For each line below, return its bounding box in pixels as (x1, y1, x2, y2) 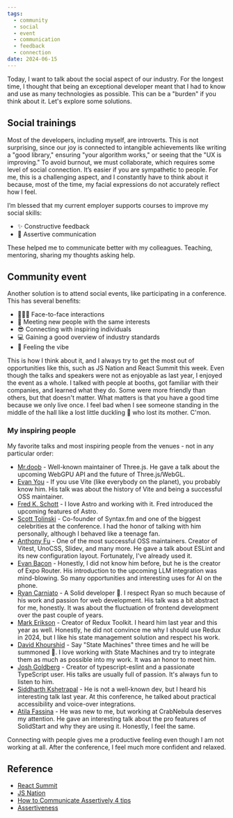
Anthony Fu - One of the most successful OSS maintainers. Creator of (17, 536, 218, 545)
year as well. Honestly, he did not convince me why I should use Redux (17, 626, 221, 634)
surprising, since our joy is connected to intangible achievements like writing (7, 143, 227, 151)
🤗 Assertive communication (17, 229, 97, 238)
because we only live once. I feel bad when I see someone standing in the (7, 401, 219, 409)
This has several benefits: (7, 297, 81, 305)
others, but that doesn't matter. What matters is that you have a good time (7, 393, 219, 402)
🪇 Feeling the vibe (17, 343, 70, 351)
